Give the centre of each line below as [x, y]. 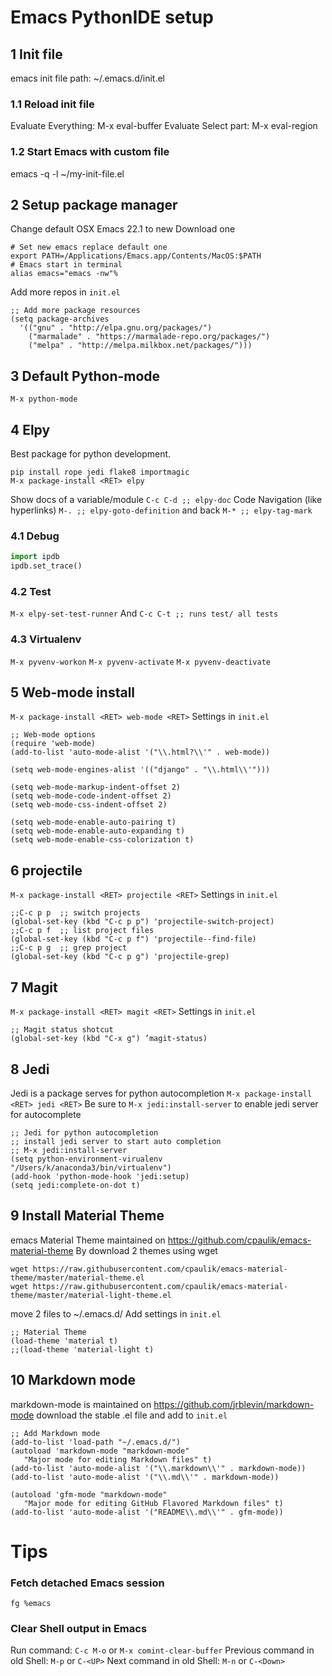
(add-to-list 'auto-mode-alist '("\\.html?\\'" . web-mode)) [140, 752]
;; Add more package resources [75, 311]
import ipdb [35, 557]
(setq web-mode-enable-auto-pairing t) [93, 822]
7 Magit [34, 987]
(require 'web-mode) [53, 744]
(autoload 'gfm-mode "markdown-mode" [89, 1494]
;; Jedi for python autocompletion [84, 1132]
